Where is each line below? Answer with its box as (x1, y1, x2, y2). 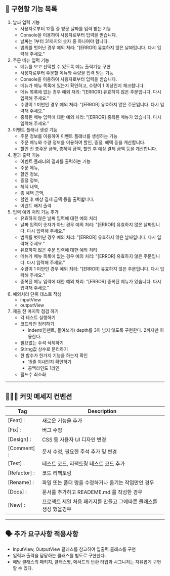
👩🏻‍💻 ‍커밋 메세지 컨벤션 (5, 392, 72, 401)
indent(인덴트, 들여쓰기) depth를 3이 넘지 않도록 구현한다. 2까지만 (27, 327, 159, 333)
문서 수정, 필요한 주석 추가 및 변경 (42, 448, 117, 455)
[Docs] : (8, 488, 27, 495)
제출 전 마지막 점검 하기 (12, 308, 59, 314)
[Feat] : (8, 417, 25, 424)
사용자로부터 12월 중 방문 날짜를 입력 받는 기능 (20, 25, 111, 31)
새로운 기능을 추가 (42, 417, 82, 424)
